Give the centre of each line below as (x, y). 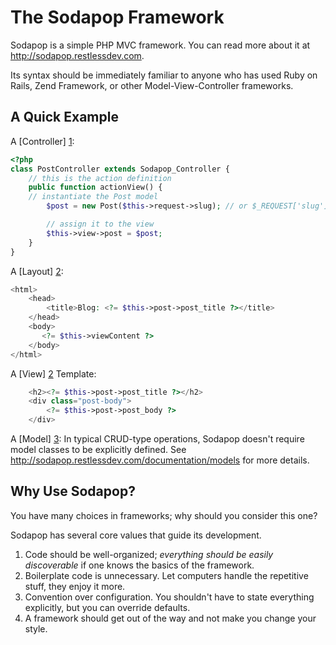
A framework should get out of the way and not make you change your (170, 618)
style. (36, 628)
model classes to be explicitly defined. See (98, 449)
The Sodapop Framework (117, 17)
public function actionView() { (95, 187)
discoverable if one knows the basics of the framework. (139, 565)
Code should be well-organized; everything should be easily (149, 554)
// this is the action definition (100, 178)
